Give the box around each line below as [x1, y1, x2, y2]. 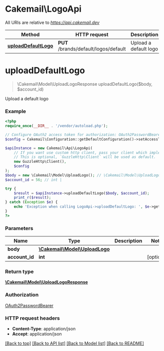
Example [5, 108, 26, 115]
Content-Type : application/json [12, 326, 76, 331]
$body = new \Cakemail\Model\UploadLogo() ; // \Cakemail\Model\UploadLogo [5, 173, 161, 177]
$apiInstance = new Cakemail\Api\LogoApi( [5, 145, 93, 151]
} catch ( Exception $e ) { [5, 200, 58, 205]
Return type [5, 268, 34, 275]
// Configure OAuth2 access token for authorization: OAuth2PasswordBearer [5, 132, 163, 137]
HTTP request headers [5, 314, 60, 321]
